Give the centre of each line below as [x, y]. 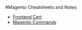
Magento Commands [34, 22]
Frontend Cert [27, 17]
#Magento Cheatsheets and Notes [41, 7]
